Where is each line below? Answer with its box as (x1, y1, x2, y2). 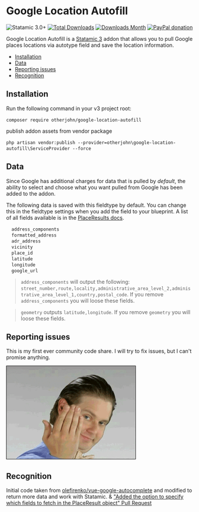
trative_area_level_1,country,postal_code (20, 292, 127, 297)
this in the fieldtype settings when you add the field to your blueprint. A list (6, 207, 188, 215)
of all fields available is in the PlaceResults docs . (6, 214, 124, 221)
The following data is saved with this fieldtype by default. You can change (6, 201, 187, 209)
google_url (11, 268, 38, 274)
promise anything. (6, 354, 50, 361)
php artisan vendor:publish (6, 139, 76, 146)
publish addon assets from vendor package (6, 127, 113, 135)
